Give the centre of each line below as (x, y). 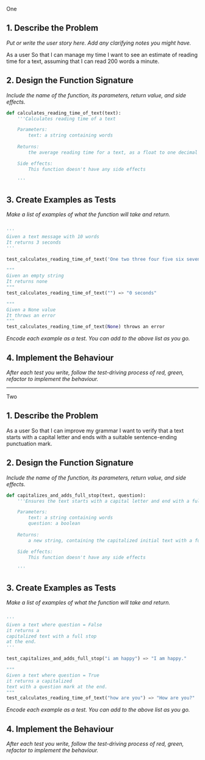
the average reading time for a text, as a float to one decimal (113, 152)
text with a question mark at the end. (57, 687)
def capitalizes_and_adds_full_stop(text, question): (76, 495)
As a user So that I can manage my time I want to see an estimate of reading (102, 55)
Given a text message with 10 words (53, 236)
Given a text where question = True (53, 675)
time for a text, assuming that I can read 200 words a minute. (83, 61)
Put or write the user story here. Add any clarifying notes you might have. (99, 43)
